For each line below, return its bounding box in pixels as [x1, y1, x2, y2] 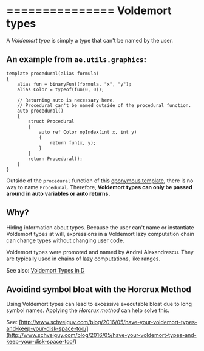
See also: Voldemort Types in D [6, 266, 85, 274]
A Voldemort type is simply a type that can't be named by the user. [6, 36, 174, 44]
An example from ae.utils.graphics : [6, 54, 147, 64]
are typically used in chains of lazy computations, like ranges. [6, 255, 161, 262]
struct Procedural [28, 118, 75, 125]
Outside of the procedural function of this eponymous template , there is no [6, 177, 194, 184]
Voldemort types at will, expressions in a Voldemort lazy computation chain [6, 230, 195, 237]
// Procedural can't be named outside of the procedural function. [17, 102, 191, 108]
